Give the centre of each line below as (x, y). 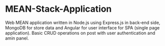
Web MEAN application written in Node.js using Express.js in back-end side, (83, 23)
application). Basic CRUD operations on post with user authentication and (80, 33)
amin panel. (17, 38)
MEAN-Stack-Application (58, 9)
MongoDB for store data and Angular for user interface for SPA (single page (82, 27)
